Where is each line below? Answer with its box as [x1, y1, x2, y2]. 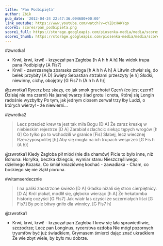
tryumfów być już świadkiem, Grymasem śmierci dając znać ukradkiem [12, 230, 154, 236]
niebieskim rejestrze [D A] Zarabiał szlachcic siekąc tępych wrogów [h [16, 126, 158, 132]
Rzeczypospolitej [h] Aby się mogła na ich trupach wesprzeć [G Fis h [16, 136, 155, 142]
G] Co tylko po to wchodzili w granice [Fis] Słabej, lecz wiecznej [16, 131, 146, 137]
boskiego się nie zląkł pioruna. [5, 166, 66, 172]
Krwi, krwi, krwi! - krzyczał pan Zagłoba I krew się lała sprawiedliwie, [12, 219, 150, 226]
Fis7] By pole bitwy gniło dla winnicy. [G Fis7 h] [16, 201, 112, 207]
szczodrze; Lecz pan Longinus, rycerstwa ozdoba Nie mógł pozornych [12, 225, 154, 230]
